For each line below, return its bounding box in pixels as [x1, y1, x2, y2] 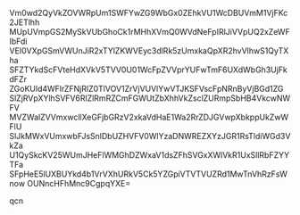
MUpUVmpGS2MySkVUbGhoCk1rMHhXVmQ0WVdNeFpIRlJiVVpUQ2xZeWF [9, 27, 290, 37]
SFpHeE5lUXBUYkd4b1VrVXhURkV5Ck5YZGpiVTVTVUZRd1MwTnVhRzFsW [9, 169, 288, 179]
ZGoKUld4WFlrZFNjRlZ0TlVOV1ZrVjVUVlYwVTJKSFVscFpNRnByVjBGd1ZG [9, 84, 284, 94]
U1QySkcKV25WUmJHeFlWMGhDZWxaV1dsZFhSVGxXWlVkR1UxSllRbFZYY [9, 150, 290, 160]
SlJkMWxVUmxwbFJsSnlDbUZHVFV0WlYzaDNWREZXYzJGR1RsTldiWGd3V [9, 131, 291, 141]
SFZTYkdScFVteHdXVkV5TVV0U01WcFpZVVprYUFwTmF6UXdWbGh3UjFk [9, 64, 288, 75]
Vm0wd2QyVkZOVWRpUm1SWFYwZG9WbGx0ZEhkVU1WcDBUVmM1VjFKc [9, 8, 288, 18]
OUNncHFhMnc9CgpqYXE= [26, 178, 131, 188]
